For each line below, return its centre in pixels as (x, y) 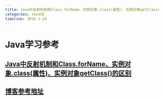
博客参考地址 (24, 91)
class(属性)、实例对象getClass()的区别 (73, 73)
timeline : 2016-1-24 (26, 19)
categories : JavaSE (25, 14)
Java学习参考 (32, 44)
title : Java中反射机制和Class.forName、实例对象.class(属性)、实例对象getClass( (82, 10)
